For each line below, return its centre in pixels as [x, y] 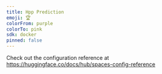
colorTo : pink [24, 29]
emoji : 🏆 [19, 18]
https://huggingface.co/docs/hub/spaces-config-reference [81, 64]
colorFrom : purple [30, 23]
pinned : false [24, 40]
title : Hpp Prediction [35, 12]
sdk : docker [21, 35]
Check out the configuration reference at [58, 58]
